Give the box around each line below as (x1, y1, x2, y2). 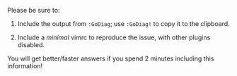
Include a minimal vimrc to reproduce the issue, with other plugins (17, 33, 211, 42)
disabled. (17, 41, 45, 49)
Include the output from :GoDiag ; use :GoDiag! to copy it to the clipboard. (17, 20, 230, 27)
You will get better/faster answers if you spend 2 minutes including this (7, 54, 214, 63)
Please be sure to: (7, 6, 60, 14)
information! (7, 62, 43, 70)
